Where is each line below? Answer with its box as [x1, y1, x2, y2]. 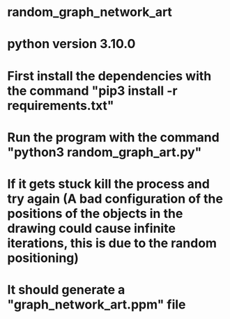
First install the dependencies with [7, 68, 212, 84]
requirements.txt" [7, 98, 114, 114]
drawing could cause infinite [7, 220, 176, 236]
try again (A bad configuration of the [7, 191, 223, 206]
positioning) [7, 250, 79, 265]
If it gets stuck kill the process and [7, 176, 210, 192]
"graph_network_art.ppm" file [7, 297, 186, 313]
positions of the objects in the [7, 205, 183, 221]
